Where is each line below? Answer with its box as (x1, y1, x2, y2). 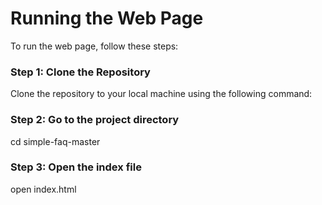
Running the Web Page (10, 7, 204, 30)
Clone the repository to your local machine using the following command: (10, 88, 313, 100)
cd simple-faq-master (10, 135, 101, 147)
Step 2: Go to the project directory (10, 113, 180, 127)
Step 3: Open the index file (10, 160, 142, 174)
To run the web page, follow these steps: (10, 40, 179, 52)
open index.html (10, 183, 77, 195)
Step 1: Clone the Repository (10, 65, 151, 79)
